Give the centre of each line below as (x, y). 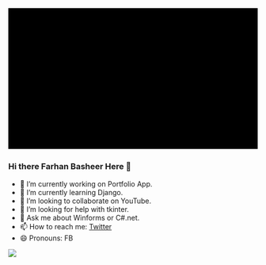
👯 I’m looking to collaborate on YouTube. (85, 201)
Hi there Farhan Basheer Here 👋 (70, 167)
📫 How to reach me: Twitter (66, 226)
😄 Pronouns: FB (46, 238)
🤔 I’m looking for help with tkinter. (74, 209)
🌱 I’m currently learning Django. (71, 192)
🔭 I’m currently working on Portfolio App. (86, 184)
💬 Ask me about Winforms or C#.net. (80, 217)
